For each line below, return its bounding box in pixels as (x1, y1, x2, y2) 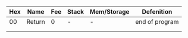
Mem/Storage (89, 8, 130, 15)
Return (26, 18, 46, 26)
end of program (135, 18, 179, 26)
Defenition (142, 8, 173, 15)
